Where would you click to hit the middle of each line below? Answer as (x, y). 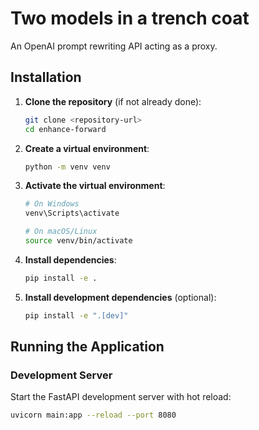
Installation (46, 77)
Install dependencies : (70, 259)
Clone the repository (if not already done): (113, 101)
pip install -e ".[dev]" (76, 315)
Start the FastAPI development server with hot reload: (121, 397)
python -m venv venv (67, 167)
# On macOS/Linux (61, 232)
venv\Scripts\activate (72, 213)
